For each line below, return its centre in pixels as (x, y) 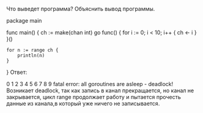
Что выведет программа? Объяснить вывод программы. (81, 9)
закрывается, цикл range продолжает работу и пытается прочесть (94, 97)
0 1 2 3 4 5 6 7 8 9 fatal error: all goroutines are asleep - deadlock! (90, 84)
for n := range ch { (33, 50)
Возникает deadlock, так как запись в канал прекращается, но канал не (100, 90)
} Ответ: (17, 72)
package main (24, 20)
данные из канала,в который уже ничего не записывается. (83, 104)
